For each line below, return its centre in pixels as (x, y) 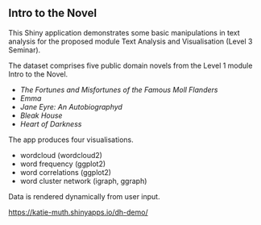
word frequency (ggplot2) (63, 164)
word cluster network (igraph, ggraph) (83, 181)
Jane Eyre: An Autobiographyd (71, 106)
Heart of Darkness (51, 123)
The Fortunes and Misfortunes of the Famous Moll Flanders (119, 90)
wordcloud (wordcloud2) (61, 155)
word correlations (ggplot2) (65, 172)
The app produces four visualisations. (71, 140)
